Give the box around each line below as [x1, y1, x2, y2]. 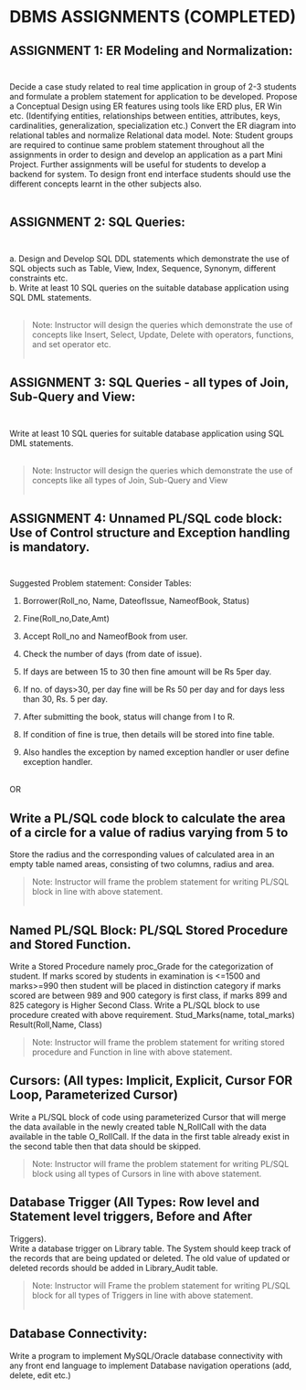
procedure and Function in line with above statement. [31, 1046, 233, 1057]
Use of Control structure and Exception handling [9, 525, 290, 541]
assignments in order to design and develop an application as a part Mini [9, 149, 283, 160]
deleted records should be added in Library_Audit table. [9, 1262, 218, 1273]
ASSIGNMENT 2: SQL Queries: [9, 215, 185, 230]
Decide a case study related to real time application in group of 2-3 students [9, 81, 297, 92]
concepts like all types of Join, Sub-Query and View [31, 474, 228, 485]
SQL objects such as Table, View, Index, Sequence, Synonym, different [9, 262, 277, 273]
